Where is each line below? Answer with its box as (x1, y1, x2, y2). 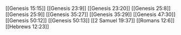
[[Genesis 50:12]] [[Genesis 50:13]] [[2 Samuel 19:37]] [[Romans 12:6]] (5, 17, 175, 24)
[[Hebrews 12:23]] (5, 23, 49, 30)
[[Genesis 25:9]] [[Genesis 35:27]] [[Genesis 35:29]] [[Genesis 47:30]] (5, 11, 176, 18)
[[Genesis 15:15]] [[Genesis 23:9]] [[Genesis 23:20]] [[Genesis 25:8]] (5, 5, 171, 11)
